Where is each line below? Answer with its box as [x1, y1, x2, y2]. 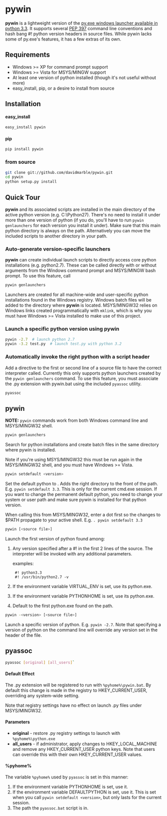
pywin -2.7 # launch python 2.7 [5, 337, 75, 342]
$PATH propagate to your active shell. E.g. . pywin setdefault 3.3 [5, 517, 143, 523]
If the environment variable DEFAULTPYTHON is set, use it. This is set [12, 789, 156, 795]
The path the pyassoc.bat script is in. [12, 805, 88, 811]
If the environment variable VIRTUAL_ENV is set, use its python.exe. [12, 583, 152, 589]
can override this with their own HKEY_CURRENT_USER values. [12, 751, 142, 757]
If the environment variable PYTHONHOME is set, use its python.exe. [12, 593, 154, 599]
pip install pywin [5, 147, 43, 152]
